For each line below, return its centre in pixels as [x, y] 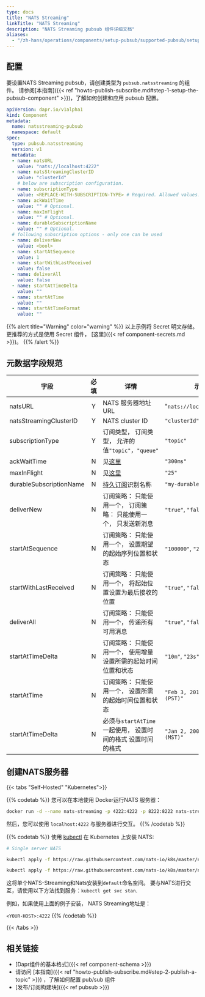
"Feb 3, [176, 692]
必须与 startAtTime [129, 721]
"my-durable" [183, 484]
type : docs [20, 12]
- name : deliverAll [37, 275]
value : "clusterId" [42, 178]
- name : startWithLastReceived [52, 263]
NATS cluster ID [125, 421]
